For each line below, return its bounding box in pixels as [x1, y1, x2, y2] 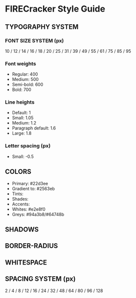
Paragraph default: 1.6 [12, 125, 56, 131]
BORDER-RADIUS [5, 242, 58, 250]
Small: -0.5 [12, 154, 34, 159]
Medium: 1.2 [12, 120, 37, 126]
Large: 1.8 [12, 130, 32, 136]
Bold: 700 [12, 87, 31, 93]
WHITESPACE [5, 258, 47, 267]
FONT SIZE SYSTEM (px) [5, 37, 64, 44]
